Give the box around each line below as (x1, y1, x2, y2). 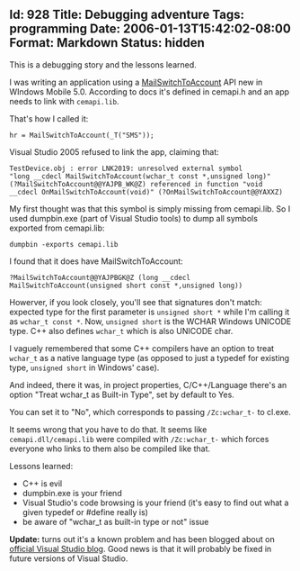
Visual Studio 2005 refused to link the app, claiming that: (9, 146, 220, 157)
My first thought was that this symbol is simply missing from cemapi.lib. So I (9, 203, 291, 214)
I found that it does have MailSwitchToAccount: (9, 256, 184, 267)
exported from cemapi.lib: (9, 222, 105, 233)
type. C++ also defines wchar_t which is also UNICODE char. (9, 325, 234, 336)
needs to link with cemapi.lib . (9, 95, 119, 106)
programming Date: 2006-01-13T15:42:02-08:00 (9, 22, 292, 37)
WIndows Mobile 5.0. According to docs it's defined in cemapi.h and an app (9, 86, 290, 97)
